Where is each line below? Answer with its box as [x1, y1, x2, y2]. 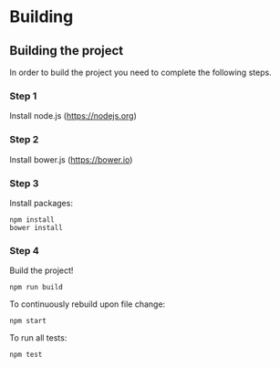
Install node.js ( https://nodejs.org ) [9, 110, 137, 121]
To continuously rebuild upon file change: [9, 299, 166, 310]
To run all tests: [9, 332, 67, 343]
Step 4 [9, 244, 39, 257]
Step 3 [9, 176, 39, 189]
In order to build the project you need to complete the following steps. [9, 67, 272, 78]
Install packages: [9, 197, 73, 208]
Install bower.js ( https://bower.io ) [9, 153, 133, 165]
